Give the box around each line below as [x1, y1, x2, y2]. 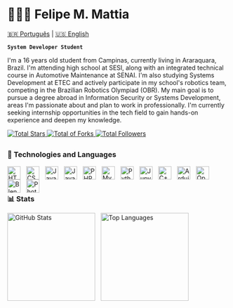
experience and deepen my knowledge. [7, 115, 122, 124]
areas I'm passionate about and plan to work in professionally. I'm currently [7, 101, 225, 109]
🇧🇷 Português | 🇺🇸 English [7, 30, 89, 38]
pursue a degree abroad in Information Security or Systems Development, [7, 93, 221, 101]
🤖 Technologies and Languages [7, 150, 117, 160]
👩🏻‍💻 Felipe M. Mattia [7, 6, 130, 23]
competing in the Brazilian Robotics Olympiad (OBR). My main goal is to [7, 86, 214, 94]
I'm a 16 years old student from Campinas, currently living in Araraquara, [7, 56, 217, 64]
